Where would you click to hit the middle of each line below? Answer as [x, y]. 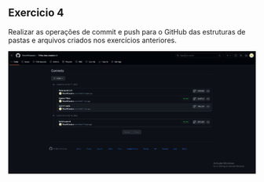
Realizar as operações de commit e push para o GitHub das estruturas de [127, 31]
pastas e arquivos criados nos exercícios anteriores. [92, 40]
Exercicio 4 [36, 13]
